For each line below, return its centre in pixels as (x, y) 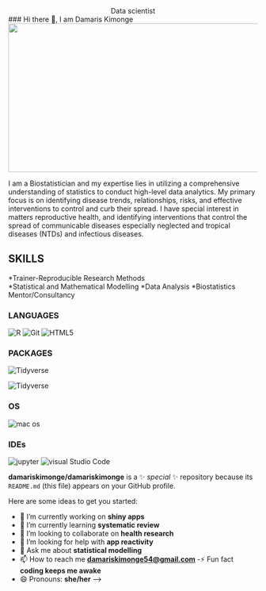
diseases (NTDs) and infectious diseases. (76, 234)
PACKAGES (30, 353)
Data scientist (133, 11)
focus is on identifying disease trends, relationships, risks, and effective (125, 200)
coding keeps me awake (60, 570)
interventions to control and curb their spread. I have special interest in (123, 209)
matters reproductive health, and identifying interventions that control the (128, 217)
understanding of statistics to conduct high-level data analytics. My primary (132, 192)
